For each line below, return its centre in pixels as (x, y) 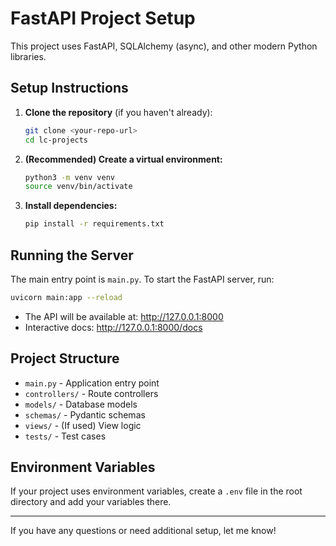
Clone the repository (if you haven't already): (118, 112)
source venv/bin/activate (78, 187)
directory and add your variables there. (91, 502)
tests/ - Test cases (65, 436)
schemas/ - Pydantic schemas (85, 414)
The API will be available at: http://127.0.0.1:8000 (124, 316)
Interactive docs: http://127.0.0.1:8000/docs (113, 327)
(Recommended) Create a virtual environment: (123, 159)
